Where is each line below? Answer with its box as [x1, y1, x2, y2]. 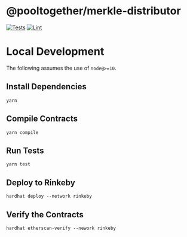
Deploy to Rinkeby [6, 177, 76, 188]
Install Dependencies [6, 82, 87, 92]
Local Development [6, 45, 105, 58]
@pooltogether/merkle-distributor [6, 4, 181, 18]
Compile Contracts [6, 114, 78, 124]
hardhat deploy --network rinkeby [6, 194, 93, 199]
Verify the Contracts [6, 210, 84, 220]
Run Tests [6, 145, 44, 155]
